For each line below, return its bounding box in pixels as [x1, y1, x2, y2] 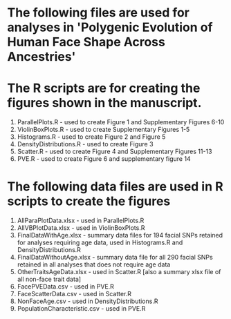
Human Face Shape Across [7, 35, 166, 50]
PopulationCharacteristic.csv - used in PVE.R [17, 304, 146, 313]
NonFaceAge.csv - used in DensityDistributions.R [17, 297, 158, 305]
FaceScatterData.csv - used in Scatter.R [17, 290, 132, 298]
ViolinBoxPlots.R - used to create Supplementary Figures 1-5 [17, 126, 190, 134]
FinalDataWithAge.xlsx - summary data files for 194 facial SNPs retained [17, 231, 223, 240]
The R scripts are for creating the [7, 81, 201, 96]
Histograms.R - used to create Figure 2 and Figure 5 [17, 133, 166, 141]
